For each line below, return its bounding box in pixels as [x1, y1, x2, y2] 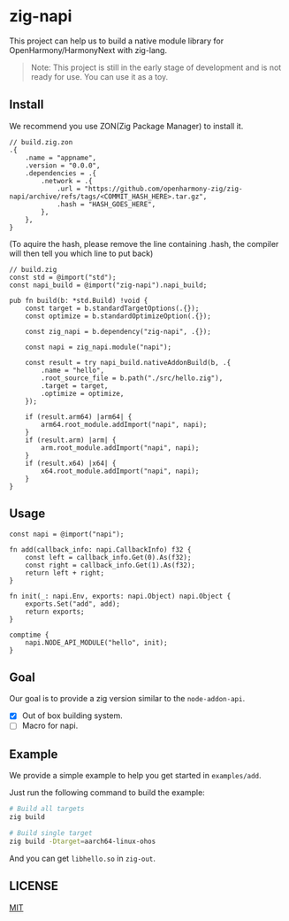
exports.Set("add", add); [25, 600, 121, 608]
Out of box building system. [21, 710, 123, 721]
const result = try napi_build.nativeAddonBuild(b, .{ [25, 358, 232, 367]
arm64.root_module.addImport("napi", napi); [41, 420, 208, 429]
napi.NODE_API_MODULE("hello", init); [25, 638, 168, 647]
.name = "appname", [25, 153, 97, 162]
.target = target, [41, 381, 109, 391]
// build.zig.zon [9, 137, 73, 147]
